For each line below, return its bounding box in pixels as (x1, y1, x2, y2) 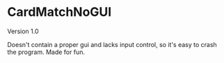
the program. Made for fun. (7, 48, 86, 56)
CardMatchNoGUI (7, 4, 112, 20)
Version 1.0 (7, 27, 39, 35)
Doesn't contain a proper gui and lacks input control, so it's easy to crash (7, 40, 217, 48)
